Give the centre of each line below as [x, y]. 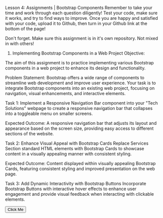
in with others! [20, 44]
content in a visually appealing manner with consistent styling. [68, 154]
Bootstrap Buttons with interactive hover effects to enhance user [71, 189]
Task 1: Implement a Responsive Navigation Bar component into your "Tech [81, 103]
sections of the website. [30, 134]
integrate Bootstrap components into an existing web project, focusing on [80, 88]
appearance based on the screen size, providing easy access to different [80, 128]
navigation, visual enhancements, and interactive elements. [65, 93]
